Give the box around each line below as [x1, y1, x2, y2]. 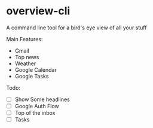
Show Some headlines [14, 96, 70, 103]
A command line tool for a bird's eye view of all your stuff [6, 24, 147, 31]
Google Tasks [14, 72, 49, 80]
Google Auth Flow [14, 103, 60, 109]
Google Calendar [14, 66, 57, 73]
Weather [14, 60, 36, 67]
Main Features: [6, 35, 43, 42]
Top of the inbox [14, 109, 56, 117]
